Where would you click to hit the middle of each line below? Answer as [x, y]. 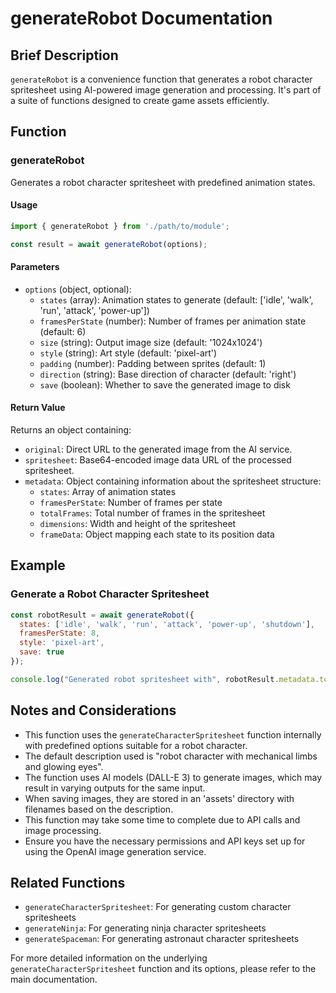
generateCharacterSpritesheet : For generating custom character [158, 907]
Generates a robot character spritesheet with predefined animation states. [163, 182]
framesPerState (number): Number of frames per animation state [173, 321]
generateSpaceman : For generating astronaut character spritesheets [162, 939]
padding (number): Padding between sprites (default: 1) [153, 363]
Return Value [38, 408]
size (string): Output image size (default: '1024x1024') [151, 342]
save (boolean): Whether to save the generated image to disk [165, 384]
